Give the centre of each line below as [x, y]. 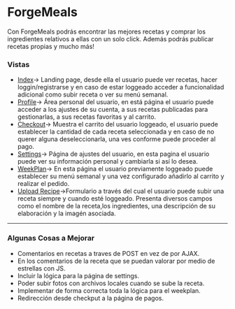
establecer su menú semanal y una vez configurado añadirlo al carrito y [121, 176]
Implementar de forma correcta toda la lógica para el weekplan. [109, 290]
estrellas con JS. [41, 268]
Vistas [19, 64]
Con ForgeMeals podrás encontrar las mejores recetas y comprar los [107, 31]
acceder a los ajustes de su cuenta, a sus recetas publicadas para [113, 110]
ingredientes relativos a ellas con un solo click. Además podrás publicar [111, 38]
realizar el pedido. [43, 184]
